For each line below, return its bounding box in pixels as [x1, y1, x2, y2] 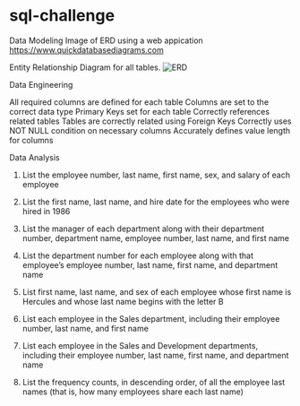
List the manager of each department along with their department [21, 223, 265, 234]
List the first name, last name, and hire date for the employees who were [21, 196, 290, 207]
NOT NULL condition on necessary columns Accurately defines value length [9, 125, 291, 135]
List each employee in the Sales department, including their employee [21, 313, 280, 324]
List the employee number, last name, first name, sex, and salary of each [21, 169, 291, 180]
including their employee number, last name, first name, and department [21, 350, 289, 360]
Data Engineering [9, 79, 73, 90]
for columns [9, 134, 54, 145]
